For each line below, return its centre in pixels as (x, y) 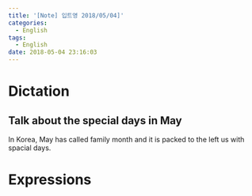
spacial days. (30, 148)
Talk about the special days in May (95, 121)
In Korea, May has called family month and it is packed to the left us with (126, 139)
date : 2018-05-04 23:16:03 (53, 52)
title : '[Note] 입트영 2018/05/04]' (66, 15)
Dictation (39, 91)
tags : (17, 38)
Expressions (50, 180)
